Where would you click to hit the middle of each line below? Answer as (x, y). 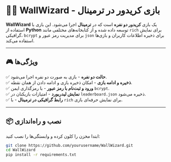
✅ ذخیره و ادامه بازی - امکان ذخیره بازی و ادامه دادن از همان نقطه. (69, 82)
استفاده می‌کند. (20, 41)
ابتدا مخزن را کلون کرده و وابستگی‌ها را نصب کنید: (53, 136)
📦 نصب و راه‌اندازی (33, 121)
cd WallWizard (21, 150)
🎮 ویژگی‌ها (22, 62)
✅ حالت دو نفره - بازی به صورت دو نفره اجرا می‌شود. (56, 77)
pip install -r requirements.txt (41, 155)
